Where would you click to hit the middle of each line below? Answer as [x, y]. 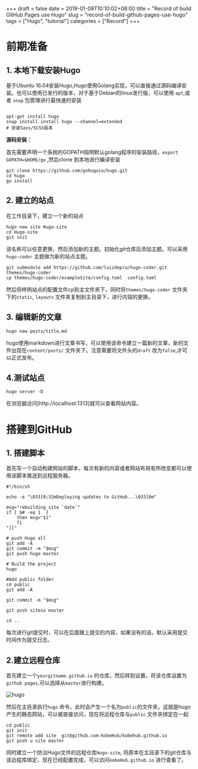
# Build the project [32, 564]
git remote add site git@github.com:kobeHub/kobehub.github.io [87, 736]
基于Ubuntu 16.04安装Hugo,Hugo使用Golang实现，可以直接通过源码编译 [94, 85]
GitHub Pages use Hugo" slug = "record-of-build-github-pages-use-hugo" [97, 15]
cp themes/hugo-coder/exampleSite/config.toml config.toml [82, 278]
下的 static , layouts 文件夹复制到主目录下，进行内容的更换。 [80, 296]
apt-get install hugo [33, 117]
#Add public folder [30, 580]
